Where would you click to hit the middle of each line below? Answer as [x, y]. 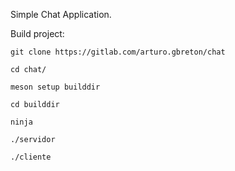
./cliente [31, 157]
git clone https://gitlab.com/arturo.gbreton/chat [118, 52]
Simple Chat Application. [61, 14]
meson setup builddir [55, 87]
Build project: [37, 33]
